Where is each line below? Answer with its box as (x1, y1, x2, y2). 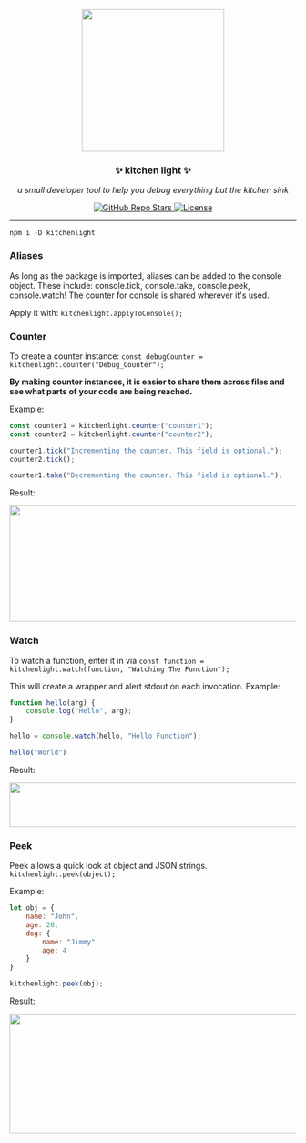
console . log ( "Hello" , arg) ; (25, 707, 132, 716)
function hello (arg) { (9, 698, 96, 708)
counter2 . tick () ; (9, 454, 76, 464)
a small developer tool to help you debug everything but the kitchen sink (16, 185, 290, 196)
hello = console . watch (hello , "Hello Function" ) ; (9, 731, 202, 741)
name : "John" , (25, 912, 79, 922)
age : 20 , (25, 920, 59, 929)
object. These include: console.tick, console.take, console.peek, (9, 280, 250, 291)
